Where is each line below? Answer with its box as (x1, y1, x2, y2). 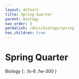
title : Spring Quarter (5, 12, 52, 17)
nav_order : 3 (5, 21, 32, 26)
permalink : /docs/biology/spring (5, 26, 75, 31)
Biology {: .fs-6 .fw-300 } (5, 68, 57, 74)
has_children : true (5, 30, 46, 35)
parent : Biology (5, 16, 39, 21)
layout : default (5, 7, 39, 12)
